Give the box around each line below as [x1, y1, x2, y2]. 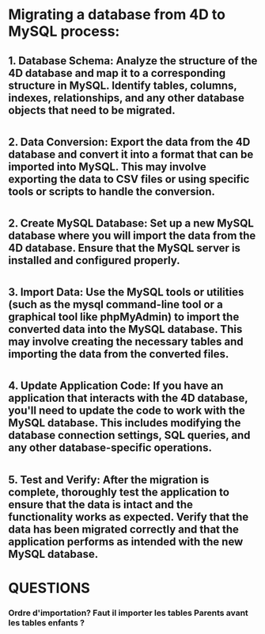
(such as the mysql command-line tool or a [8, 298, 223, 311]
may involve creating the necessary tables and [8, 335, 244, 349]
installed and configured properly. [8, 254, 180, 267]
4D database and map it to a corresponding [8, 66, 226, 80]
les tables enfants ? [8, 617, 85, 628]
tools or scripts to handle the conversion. [8, 185, 216, 198]
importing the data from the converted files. [8, 347, 229, 361]
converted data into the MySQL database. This [8, 323, 243, 336]
